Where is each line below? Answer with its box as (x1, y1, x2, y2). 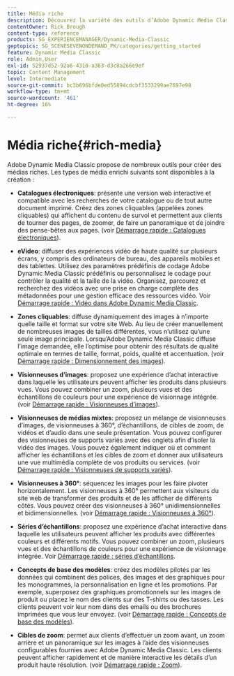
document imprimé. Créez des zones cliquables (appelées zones (17, 203, 204, 212)
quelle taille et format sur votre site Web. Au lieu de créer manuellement (17, 319, 224, 328)
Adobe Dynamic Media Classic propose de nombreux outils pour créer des (7, 160, 221, 168)
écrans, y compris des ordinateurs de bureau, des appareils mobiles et (17, 254, 221, 263)
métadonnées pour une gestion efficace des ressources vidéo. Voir (17, 291, 211, 300)
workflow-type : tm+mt (7, 88, 70, 95)
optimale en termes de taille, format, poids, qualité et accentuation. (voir (17, 349, 224, 358)
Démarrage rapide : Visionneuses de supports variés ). (17, 465, 173, 473)
